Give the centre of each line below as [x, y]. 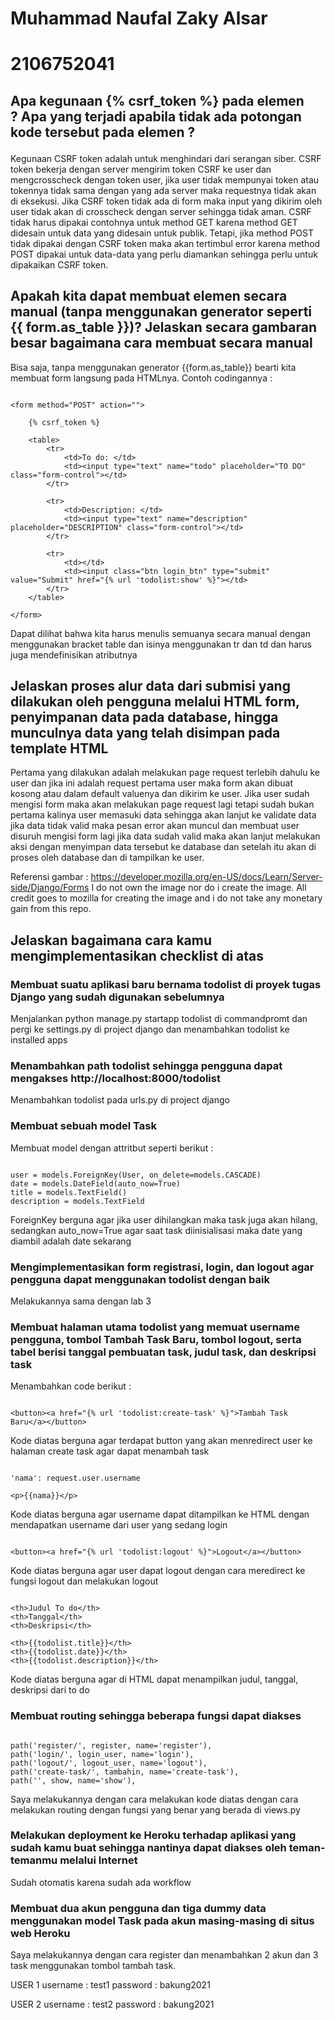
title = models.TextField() [69, 1192]
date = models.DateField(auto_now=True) [96, 1183]
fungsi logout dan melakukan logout [84, 1581]
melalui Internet [98, 1860]
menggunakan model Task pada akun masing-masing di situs [162, 1920]
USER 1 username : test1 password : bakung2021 [110, 1985]
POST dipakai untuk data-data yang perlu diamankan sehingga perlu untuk [164, 254]
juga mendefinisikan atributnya [74, 654]
